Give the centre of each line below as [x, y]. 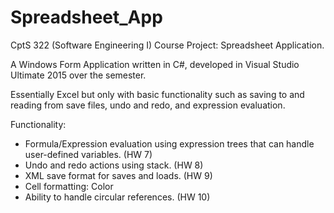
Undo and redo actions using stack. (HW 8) [114, 165]
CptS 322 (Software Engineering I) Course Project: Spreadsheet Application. [167, 45]
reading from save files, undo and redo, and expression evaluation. [148, 105]
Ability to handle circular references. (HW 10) [117, 197]
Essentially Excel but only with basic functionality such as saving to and [157, 94]
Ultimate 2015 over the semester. [78, 75]
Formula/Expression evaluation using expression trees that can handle [169, 143]
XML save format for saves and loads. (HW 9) [118, 175]
